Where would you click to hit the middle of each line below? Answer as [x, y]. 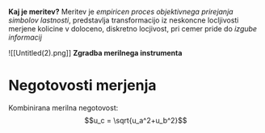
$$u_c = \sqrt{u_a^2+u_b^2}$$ [136, 120]
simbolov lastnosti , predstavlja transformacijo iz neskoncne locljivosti [124, 20]
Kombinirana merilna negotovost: [63, 107]
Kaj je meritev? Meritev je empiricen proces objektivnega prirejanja [121, 12]
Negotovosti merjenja [82, 86]
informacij [25, 37]
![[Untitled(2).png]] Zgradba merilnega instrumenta [95, 53]
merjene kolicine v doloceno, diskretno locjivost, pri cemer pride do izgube [132, 29]
